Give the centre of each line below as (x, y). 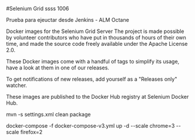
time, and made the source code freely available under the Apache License (97, 44)
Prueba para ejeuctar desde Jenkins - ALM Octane (68, 20)
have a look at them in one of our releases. (58, 68)
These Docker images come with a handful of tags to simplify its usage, (93, 61)
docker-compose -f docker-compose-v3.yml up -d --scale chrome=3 (90, 126)
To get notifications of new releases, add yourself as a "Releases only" (92, 79)
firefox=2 (31, 132)
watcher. (17, 85)
